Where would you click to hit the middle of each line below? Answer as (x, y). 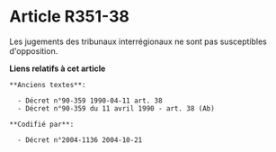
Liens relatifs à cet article (58, 68)
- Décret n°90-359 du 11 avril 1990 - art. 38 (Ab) (116, 108)
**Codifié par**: (42, 124)
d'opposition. (34, 50)
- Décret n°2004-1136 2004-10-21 (80, 140)
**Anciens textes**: (48, 85)
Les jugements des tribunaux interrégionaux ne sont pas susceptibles (138, 41)
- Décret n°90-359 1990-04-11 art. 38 (90, 101)
